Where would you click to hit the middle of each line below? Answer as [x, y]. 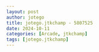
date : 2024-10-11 [28, 28]
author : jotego [25, 17]
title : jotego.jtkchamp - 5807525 [50, 23]
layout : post [23, 12]
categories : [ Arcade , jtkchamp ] [47, 34]
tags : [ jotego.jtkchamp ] [37, 39]
